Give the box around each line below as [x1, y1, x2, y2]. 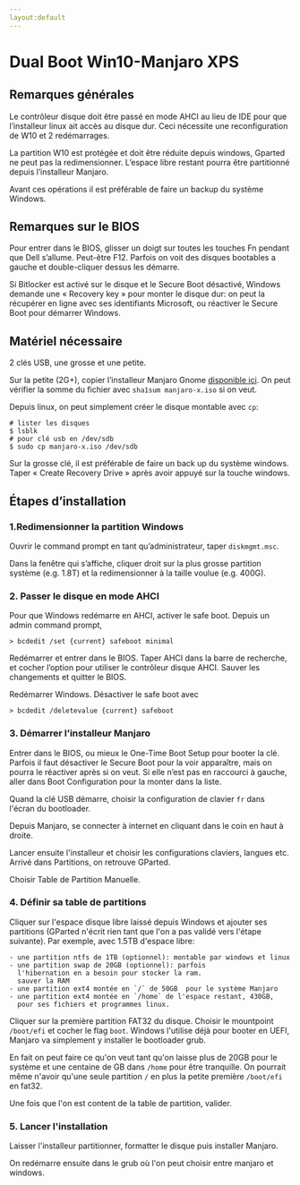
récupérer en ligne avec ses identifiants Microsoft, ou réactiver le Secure [9, 298, 279, 309]
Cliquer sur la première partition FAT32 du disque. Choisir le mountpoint [9, 1015, 275, 1026]
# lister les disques [9, 419, 90, 428]
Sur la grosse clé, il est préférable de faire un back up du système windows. [9, 458, 289, 469]
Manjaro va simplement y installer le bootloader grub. [9, 1035, 206, 1045]
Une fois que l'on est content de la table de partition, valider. [9, 1097, 233, 1108]
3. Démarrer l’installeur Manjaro [9, 727, 150, 739]
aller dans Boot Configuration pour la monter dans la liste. [9, 776, 222, 787]
